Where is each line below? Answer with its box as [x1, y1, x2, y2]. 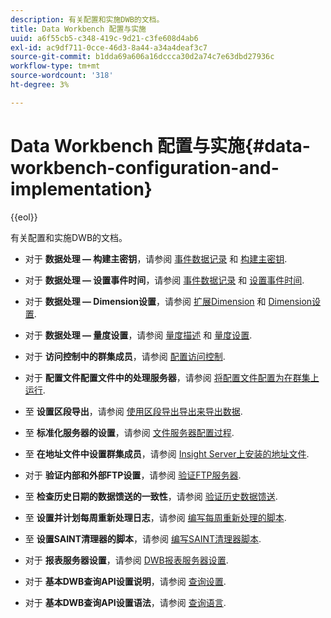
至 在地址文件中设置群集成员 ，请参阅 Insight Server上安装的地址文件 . [24, 447, 310, 460]
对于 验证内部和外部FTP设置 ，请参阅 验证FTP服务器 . [24, 469, 242, 481]
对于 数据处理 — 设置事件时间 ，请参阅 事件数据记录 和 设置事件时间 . [24, 274, 305, 286]
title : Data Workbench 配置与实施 [10, 24, 147, 34]
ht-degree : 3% [10, 80, 70, 90]
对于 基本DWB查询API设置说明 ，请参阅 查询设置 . [24, 575, 227, 587]
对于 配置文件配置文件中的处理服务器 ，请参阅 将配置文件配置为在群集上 [24, 371, 320, 383]
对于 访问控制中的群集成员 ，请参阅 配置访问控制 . [24, 350, 226, 362]
